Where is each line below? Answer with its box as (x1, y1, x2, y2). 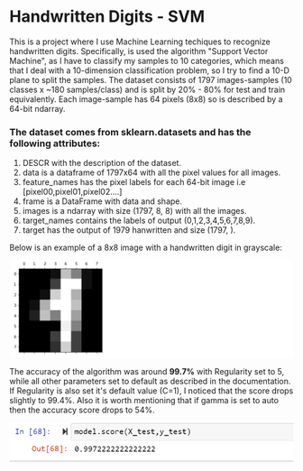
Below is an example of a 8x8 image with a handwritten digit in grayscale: (9, 242, 282, 254)
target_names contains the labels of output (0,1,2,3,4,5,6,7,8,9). (22, 215, 256, 226)
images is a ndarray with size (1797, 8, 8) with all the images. (22, 206, 247, 217)
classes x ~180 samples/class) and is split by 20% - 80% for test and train (9, 84, 286, 95)
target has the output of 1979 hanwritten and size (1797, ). (22, 225, 236, 235)
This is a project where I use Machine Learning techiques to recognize (9, 36, 271, 47)
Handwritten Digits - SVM (9, 6, 206, 27)
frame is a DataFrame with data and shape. (22, 196, 183, 207)
